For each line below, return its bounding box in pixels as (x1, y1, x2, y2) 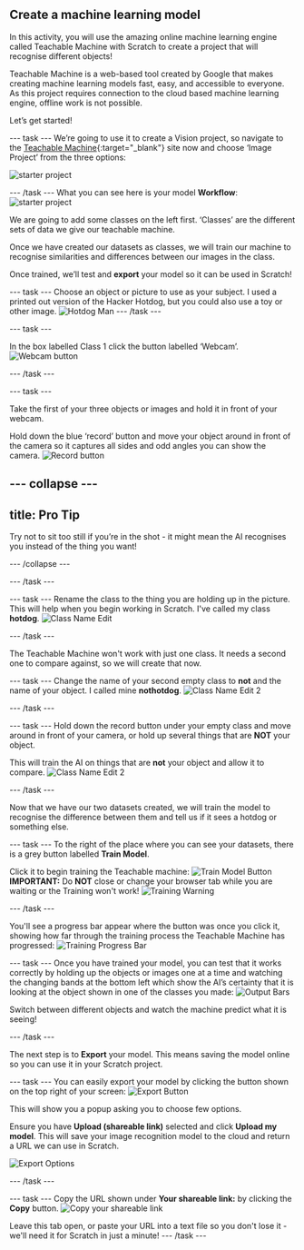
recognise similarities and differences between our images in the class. (9, 251, 275, 262)
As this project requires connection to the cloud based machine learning (9, 87, 279, 98)
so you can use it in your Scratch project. (9, 1058, 163, 1070)
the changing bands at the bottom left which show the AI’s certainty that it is (9, 977, 294, 988)
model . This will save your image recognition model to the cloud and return (9, 1131, 290, 1142)
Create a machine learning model (9, 7, 201, 23)
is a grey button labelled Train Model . (9, 848, 150, 859)
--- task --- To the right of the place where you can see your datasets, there (9, 839, 294, 850)
